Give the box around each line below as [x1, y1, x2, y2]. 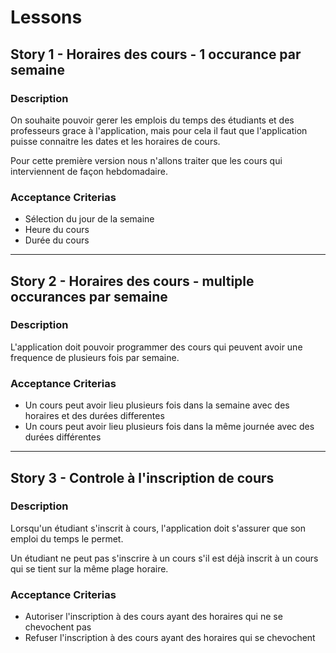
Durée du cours [24, 234, 90, 246]
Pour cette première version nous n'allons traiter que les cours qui [10, 154, 283, 166]
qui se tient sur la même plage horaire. [10, 562, 169, 575]
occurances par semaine [10, 288, 168, 305]
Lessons [10, 6, 83, 29]
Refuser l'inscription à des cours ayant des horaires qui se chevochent [24, 632, 316, 644]
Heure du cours [24, 224, 90, 236]
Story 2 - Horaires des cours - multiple [10, 272, 255, 290]
